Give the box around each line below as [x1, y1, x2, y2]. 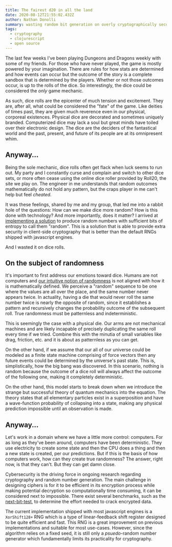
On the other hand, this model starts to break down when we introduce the [5, 384, 163, 390]
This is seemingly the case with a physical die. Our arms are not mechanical [5, 320, 165, 327]
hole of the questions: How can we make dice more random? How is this [5, 207, 158, 213]
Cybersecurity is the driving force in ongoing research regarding [5, 471, 141, 477]
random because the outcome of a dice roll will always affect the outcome [5, 369, 162, 375]
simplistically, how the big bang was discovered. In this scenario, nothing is [5, 363, 164, 369]
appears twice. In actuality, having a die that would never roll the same [5, 294, 154, 300]
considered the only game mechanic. [5, 88, 83, 94]
